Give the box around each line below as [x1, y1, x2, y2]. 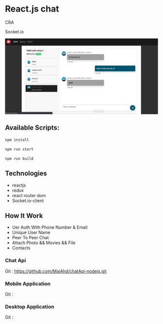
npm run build [5, 156, 34, 161]
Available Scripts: [5, 123, 60, 132]
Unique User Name [12, 230, 50, 235]
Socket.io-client [12, 198, 44, 203]
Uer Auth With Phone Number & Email [12, 224, 88, 231]
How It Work [5, 212, 43, 220]
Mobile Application [5, 280, 51, 287]
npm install [5, 137, 29, 142]
